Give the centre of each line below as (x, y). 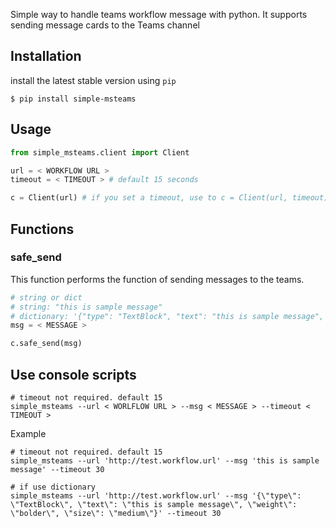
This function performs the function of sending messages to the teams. (157, 279)
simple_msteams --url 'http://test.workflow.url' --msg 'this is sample (165, 461)
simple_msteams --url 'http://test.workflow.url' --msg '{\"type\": (156, 496)
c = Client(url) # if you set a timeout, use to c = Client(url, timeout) (169, 198)
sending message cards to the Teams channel (105, 25)
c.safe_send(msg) (46, 344)
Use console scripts (73, 374)
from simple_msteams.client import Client (100, 152)
